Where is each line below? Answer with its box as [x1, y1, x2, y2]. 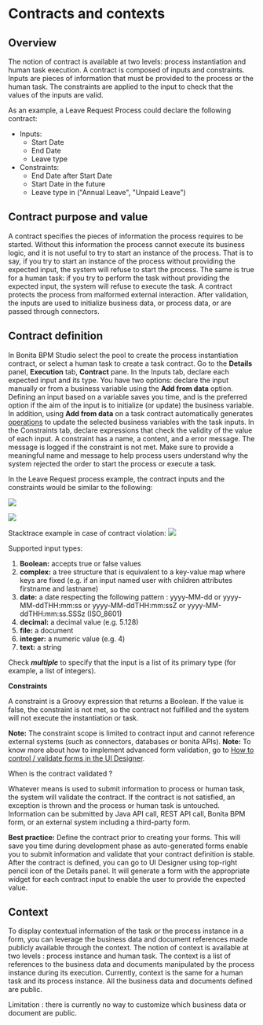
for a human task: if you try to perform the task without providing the [8, 273, 230, 282]
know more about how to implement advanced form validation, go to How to [8, 745, 254, 754]
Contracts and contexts [8, 5, 166, 23]
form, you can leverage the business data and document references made [8, 935, 248, 944]
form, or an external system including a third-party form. [8, 817, 191, 827]
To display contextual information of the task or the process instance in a [8, 926, 244, 936]
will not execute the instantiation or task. [8, 713, 139, 722]
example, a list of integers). [8, 666, 97, 675]
